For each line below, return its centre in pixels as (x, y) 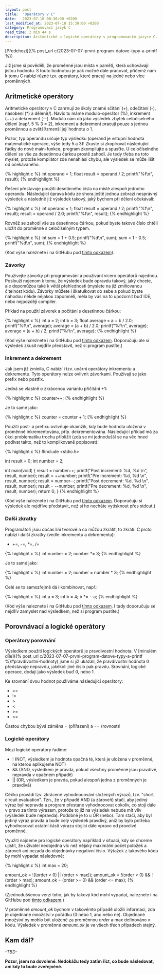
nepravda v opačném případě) (42, 775)
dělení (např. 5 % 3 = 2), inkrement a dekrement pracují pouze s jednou (77, 124)
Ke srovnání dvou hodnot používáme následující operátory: (64, 681)
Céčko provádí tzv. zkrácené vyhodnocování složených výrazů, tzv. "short (80, 794)
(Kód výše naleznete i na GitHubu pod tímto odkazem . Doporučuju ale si (77, 340)
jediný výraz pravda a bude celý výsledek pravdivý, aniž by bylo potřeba (77, 820)
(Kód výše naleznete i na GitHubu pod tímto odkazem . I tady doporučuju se (80, 606)
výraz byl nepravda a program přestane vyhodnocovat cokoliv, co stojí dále (81, 805)
